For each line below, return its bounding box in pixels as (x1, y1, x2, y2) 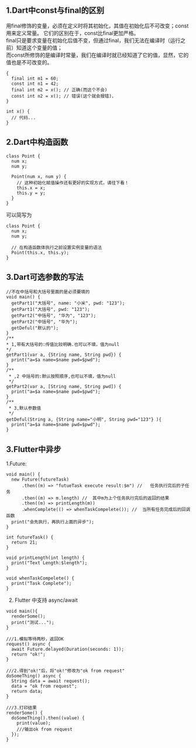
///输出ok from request (16, 726, 73, 733)
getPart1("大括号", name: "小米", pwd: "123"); (11, 300, 125, 306)
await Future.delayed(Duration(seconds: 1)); (11, 646, 125, 653)
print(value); (16, 720, 51, 726)
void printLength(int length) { (6, 555, 85, 561)
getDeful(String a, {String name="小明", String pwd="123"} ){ (6, 417, 162, 423)
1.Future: (6, 460, 27, 467)
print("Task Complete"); (11, 581, 72, 586)
